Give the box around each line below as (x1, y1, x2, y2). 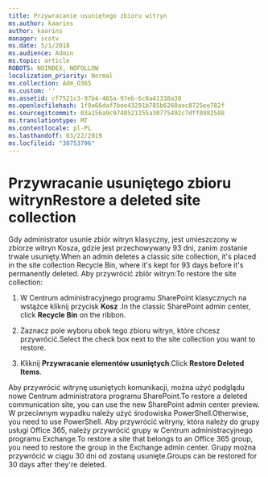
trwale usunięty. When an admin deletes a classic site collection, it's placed (8, 251, 257, 262)
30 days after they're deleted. (8, 460, 107, 470)
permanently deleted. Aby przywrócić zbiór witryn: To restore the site (8, 269, 237, 279)
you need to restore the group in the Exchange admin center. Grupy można (8, 442, 256, 452)
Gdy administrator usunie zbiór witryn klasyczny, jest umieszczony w (8, 234, 237, 244)
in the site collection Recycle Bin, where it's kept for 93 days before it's (8, 260, 244, 270)
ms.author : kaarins (8, 19, 74, 27)
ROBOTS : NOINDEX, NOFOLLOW (8, 64, 99, 73)
